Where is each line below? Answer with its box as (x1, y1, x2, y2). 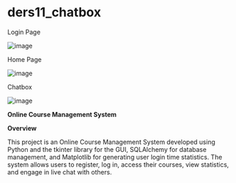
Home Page (7, 55, 42, 64)
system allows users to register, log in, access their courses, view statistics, (7, 160, 230, 169)
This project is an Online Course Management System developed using (7, 138, 215, 146)
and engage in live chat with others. (7, 167, 112, 176)
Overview (7, 123, 37, 132)
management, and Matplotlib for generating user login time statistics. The (7, 152, 222, 161)
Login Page (7, 28, 41, 36)
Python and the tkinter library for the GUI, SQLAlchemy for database (7, 145, 207, 153)
